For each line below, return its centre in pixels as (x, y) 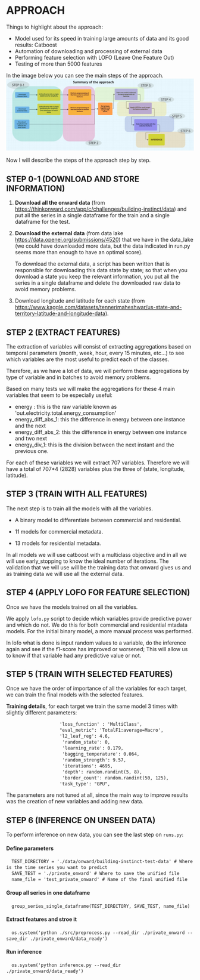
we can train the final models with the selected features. (75, 695)
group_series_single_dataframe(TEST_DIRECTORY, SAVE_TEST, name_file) (101, 906)
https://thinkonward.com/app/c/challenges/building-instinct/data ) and (101, 209)
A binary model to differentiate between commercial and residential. (98, 520)
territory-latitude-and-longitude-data (60, 313)
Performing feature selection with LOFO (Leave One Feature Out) (94, 57)
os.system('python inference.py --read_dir (66, 965)
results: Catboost (36, 45)
